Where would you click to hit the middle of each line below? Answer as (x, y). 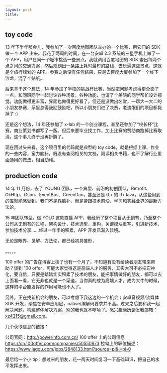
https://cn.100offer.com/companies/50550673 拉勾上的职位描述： (73, 344)
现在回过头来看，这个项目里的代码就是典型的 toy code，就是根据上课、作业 (82, 147)
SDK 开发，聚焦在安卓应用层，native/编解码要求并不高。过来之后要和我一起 (83, 304)
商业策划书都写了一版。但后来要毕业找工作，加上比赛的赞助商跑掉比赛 (85, 130)
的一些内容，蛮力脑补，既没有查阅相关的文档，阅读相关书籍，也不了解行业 (81, 154)
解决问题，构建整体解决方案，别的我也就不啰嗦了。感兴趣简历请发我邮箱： (81, 310)
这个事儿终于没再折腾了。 (40, 137)
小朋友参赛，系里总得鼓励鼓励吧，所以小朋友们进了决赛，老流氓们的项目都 (81, 108)
